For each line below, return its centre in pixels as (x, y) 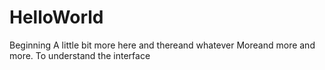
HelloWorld (56, 17)
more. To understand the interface (80, 55)
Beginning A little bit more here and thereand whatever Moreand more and (162, 45)
